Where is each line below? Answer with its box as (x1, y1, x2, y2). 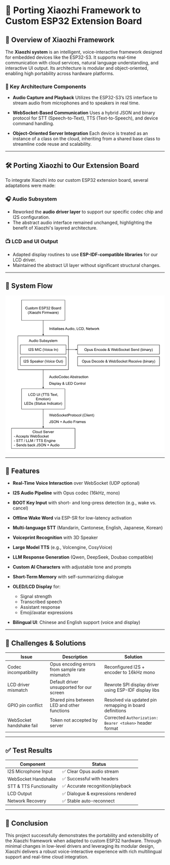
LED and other (50, 702, 80, 708)
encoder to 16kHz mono (104, 669, 155, 675)
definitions (104, 707, 126, 714)
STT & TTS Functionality (7, 783, 58, 789)
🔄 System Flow (5, 282, 53, 290)
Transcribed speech (20, 599, 62, 605)
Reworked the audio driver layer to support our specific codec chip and (12, 209, 163, 215)
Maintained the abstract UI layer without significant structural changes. (12, 262, 161, 268)
